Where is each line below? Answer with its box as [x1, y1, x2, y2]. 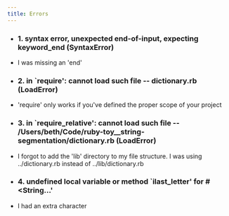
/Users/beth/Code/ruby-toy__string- [17, 127, 145, 137]
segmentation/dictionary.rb [17, 136, 115, 146]
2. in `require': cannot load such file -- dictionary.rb [17, 75, 197, 85]
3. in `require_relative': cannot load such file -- [17, 118, 181, 128]
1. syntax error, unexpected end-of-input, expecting [17, 33, 199, 43]
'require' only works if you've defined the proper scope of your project [17, 101, 222, 109]
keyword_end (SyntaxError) [17, 42, 115, 52]
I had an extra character [17, 201, 87, 210]
